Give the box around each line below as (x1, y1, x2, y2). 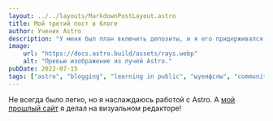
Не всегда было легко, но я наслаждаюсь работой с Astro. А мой (8, 94, 236, 104)
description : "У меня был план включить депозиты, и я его (8, 34, 213, 43)
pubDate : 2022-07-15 (8, 65, 79, 73)
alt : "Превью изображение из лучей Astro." (23, 58, 173, 66)
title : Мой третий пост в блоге (8, 19, 118, 28)
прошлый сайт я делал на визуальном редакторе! (8, 103, 182, 113)
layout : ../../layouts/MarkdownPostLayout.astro (8, 11, 176, 20)
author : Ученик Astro (8, 27, 82, 35)
